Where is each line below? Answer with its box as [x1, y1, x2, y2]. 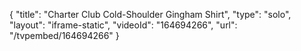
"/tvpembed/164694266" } [9, 30, 120, 41]
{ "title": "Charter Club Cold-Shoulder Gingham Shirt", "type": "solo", [9, 9, 292, 20]
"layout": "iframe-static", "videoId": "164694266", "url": [9, 19, 238, 31]
